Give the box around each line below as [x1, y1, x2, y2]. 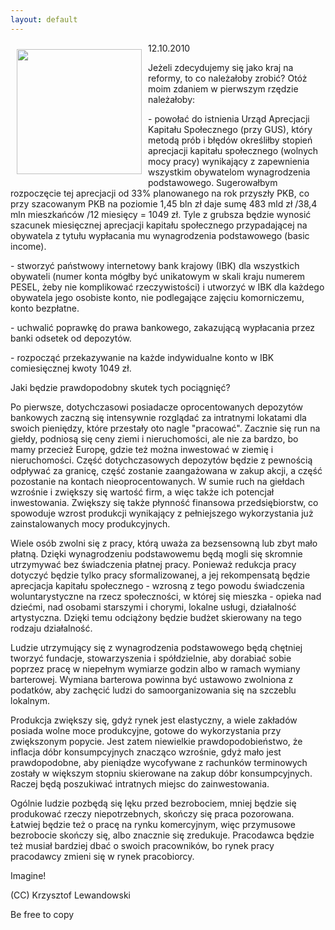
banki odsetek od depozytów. [10, 332, 132, 344]
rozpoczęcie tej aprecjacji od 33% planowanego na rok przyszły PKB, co [10, 187, 310, 199]
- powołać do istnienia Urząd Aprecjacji [148, 112, 310, 125]
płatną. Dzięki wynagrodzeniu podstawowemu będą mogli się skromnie [10, 547, 303, 560]
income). [10, 240, 47, 252]
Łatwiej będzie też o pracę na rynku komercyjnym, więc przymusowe [10, 818, 296, 830]
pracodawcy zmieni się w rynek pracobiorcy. [10, 850, 195, 862]
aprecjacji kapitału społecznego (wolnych [148, 144, 319, 156]
